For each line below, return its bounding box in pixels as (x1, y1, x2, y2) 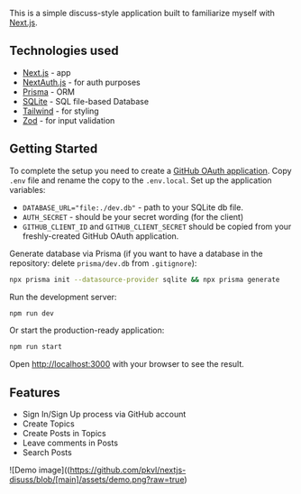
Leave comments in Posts (22, 437, 119, 449)
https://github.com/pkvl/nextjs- (69, 464, 187, 476)
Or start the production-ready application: (9, 325, 165, 336)
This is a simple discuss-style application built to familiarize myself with (9, 8, 275, 18)
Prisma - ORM (22, 86, 75, 97)
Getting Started (9, 142, 98, 157)
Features (9, 385, 60, 400)
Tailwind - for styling (22, 105, 99, 116)
